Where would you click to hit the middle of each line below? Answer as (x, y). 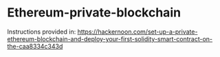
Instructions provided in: (42, 32)
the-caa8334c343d (35, 46)
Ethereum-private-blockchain (94, 13)
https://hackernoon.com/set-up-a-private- (137, 32)
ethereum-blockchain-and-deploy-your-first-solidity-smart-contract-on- (110, 38)
